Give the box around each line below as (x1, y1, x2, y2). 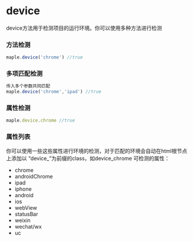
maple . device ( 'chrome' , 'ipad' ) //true (6, 89, 102, 95)
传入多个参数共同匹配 (6, 83, 50, 89)
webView (14, 204, 37, 211)
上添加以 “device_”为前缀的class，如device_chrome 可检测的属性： (6, 155, 170, 162)
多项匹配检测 (6, 70, 43, 78)
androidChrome (14, 172, 53, 180)
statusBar (14, 210, 38, 217)
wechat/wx (14, 223, 42, 230)
